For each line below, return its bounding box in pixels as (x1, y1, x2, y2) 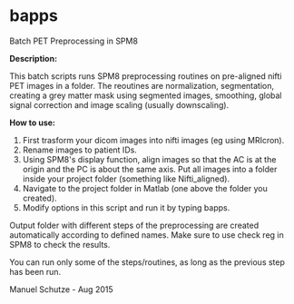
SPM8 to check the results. (9, 239, 111, 250)
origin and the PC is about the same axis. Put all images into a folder (22, 163, 278, 174)
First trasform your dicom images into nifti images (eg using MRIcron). (22, 134, 285, 145)
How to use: (9, 117, 56, 128)
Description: (9, 53, 57, 64)
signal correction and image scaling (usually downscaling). (9, 99, 230, 110)
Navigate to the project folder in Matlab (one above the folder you (22, 182, 268, 193)
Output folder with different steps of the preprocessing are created (9, 220, 260, 230)
